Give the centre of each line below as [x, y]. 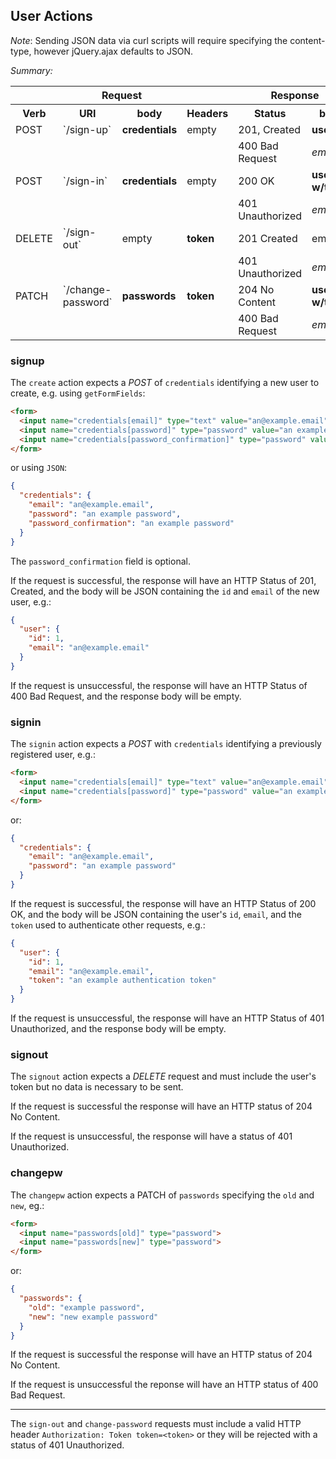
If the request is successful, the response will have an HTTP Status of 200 [163, 903]
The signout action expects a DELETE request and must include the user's [163, 1076]
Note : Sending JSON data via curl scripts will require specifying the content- [168, 40]
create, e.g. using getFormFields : [78, 393]
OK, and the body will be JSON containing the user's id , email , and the [156, 914]
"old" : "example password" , [86, 1307]
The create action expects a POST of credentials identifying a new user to [165, 383]
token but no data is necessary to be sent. [97, 1087]
